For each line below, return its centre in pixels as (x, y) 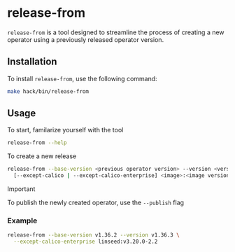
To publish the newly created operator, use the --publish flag (95, 203)
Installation (32, 62)
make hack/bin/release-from (48, 91)
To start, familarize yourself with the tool (65, 130)
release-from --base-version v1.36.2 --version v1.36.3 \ (93, 235)
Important (21, 189)
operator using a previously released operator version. (86, 39)
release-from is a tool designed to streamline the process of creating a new (116, 32)
